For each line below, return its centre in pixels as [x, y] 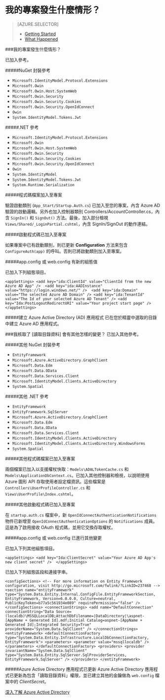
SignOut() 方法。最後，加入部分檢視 [72, 217]
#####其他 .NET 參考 [27, 396]
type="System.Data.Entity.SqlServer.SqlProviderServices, [66, 655]
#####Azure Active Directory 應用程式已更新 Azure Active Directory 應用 [80, 669]
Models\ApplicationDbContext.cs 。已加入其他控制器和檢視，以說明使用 [77, 475]
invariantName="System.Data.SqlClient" [46, 650]
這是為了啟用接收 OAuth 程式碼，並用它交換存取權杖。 [60, 527]
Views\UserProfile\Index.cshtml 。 [41, 494]
